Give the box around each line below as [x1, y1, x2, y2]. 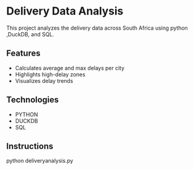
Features [6, 48, 41, 59]
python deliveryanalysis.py [6, 157, 74, 165]
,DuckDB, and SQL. [6, 30, 55, 38]
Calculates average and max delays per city [15, 64, 125, 71]
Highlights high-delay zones [15, 71, 86, 78]
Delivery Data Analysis [6, 4, 124, 18]
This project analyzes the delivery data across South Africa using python [6, 24, 188, 31]
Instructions [6, 141, 53, 151]
